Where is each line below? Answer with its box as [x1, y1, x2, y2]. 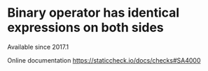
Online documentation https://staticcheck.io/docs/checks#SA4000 [7, 56, 201, 64]
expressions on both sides [7, 19, 164, 35]
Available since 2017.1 [7, 42, 69, 51]
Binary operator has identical [7, 5, 180, 21]
